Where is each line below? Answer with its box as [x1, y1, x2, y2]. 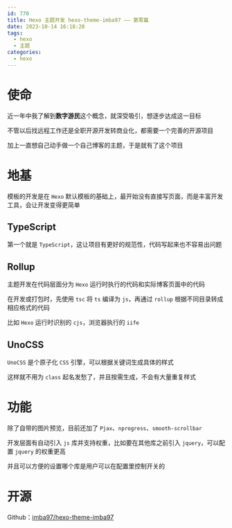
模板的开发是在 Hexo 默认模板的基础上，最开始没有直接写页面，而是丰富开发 [7, 192, 224, 200]
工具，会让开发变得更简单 [7, 200, 80, 209]
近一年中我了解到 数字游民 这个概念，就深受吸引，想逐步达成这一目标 [7, 112, 202, 120]
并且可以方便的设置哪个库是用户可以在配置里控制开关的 [7, 462, 165, 470]
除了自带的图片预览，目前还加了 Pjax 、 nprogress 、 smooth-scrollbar [7, 424, 202, 432]
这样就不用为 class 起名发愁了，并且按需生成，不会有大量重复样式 [7, 373, 196, 381]
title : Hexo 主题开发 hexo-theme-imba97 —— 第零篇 [7, 17, 149, 24]
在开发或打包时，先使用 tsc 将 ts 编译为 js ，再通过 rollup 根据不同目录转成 [7, 295, 224, 303]
